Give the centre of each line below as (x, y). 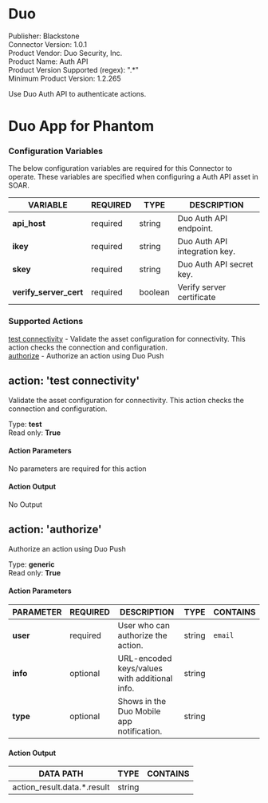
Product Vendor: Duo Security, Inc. (65, 53)
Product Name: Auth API (48, 61)
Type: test (25, 424)
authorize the (142, 635)
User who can (144, 625)
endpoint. (195, 228)
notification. (140, 731)
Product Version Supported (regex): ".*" (74, 69)
